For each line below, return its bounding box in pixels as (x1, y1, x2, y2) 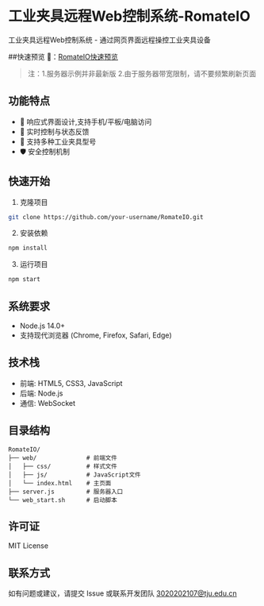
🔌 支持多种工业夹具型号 (19, 137, 97, 146)
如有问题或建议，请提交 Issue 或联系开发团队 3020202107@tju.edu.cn (8, 589, 237, 598)
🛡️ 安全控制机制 (19, 146, 70, 156)
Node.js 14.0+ (19, 321, 66, 330)
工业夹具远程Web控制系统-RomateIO (8, 7, 251, 25)
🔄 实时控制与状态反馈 (19, 126, 90, 136)
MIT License (8, 541, 49, 550)
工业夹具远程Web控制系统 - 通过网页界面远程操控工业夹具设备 (8, 35, 212, 44)
